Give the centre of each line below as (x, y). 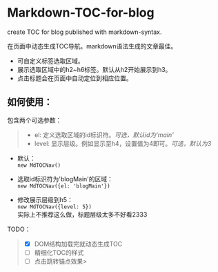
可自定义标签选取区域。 (50, 61)
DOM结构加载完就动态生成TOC (78, 244)
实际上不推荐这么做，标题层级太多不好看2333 (82, 214)
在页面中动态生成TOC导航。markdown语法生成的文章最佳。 (92, 46)
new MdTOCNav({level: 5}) (54, 207)
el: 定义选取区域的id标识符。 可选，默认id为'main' (104, 135)
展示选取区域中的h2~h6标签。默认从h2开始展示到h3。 (94, 69)
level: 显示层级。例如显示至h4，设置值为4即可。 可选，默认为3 (123, 143)
